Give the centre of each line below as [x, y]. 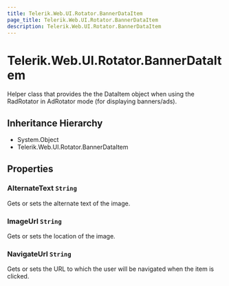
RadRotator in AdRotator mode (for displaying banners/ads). [92, 101]
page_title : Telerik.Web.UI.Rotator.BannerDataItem [83, 20]
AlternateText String [42, 188]
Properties [30, 168]
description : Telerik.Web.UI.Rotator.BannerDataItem [84, 26]
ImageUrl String [34, 221]
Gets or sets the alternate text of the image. [69, 203]
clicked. [18, 276]
